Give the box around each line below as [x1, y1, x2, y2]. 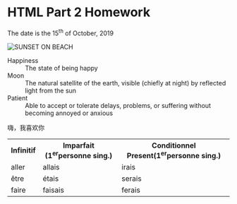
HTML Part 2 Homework [7, 4, 150, 20]
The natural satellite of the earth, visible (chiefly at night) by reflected [25, 78, 226, 87]
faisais [42, 185, 65, 195]
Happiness [7, 56, 39, 64]
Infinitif [11, 145, 37, 155]
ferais [121, 185, 141, 195]
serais [121, 174, 142, 184]
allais [42, 162, 60, 172]
